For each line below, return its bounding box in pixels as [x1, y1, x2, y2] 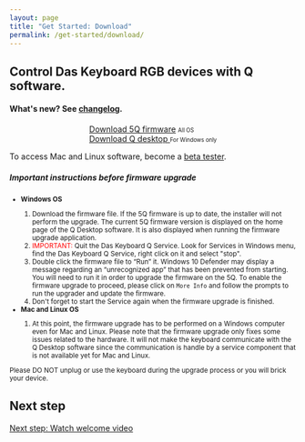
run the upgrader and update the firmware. [31, 288, 167, 298]
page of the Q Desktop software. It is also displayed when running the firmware [31, 225, 280, 235]
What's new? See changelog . [9, 104, 123, 115]
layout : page [9, 13, 59, 23]
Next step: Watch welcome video [9, 422, 134, 433]
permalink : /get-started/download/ [9, 30, 145, 39]
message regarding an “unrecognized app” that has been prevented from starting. [31, 265, 289, 274]
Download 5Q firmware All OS [89, 124, 194, 135]
